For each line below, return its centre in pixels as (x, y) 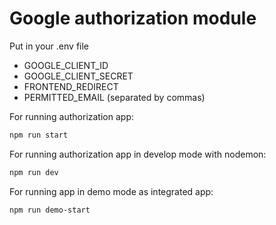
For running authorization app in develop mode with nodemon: (138, 154)
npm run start (39, 135)
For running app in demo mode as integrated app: (111, 191)
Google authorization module (133, 18)
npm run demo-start (50, 210)
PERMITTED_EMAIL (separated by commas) (114, 97)
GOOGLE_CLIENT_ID (66, 65)
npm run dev (34, 172)
